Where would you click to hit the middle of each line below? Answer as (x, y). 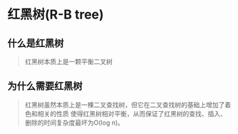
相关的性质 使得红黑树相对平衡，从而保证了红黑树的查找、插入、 (132, 113)
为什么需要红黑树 (45, 86)
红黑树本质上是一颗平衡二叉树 (68, 62)
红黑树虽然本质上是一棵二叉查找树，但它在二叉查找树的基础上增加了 (125, 105)
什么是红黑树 (36, 43)
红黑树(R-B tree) (56, 15)
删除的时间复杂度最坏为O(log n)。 (74, 123)
